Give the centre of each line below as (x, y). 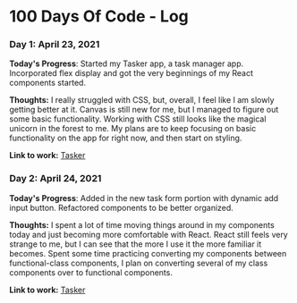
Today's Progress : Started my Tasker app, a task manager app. (127, 63)
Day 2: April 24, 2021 (55, 179)
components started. (48, 83)
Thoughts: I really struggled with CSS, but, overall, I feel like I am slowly (142, 100)
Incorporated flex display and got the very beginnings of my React (131, 73)
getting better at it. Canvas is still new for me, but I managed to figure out (144, 110)
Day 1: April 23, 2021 (55, 45)
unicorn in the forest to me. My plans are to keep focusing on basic (133, 129)
